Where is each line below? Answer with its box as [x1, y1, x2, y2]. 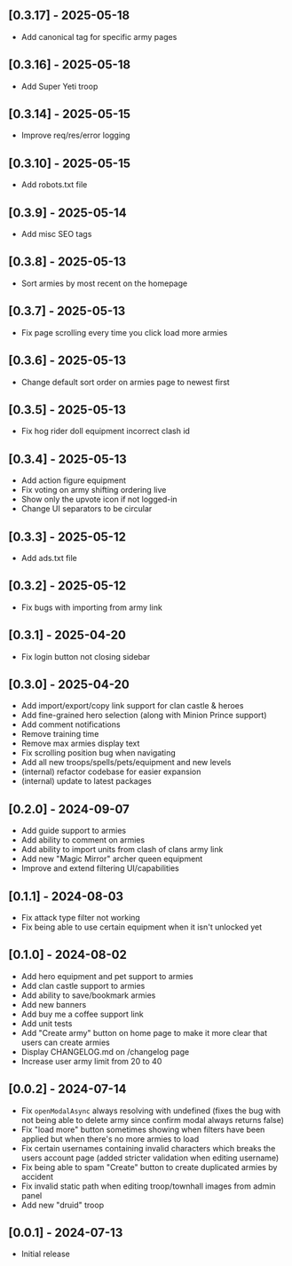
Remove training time [20, 729, 99, 740]
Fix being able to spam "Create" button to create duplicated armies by [20, 1161, 278, 1172]
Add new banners [20, 999, 87, 1009]
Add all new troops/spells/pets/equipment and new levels [20, 757, 232, 768]
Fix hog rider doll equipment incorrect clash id [20, 426, 190, 437]
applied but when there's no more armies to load [20, 1133, 200, 1144]
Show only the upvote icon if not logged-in [20, 494, 178, 505]
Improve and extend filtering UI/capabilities [20, 863, 179, 874]
